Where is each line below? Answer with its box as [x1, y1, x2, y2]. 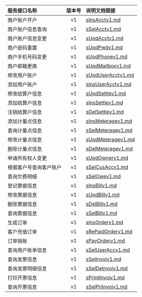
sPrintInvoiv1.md [86, 274, 125, 281]
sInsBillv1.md [86, 182, 117, 189]
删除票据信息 [7, 201, 38, 208]
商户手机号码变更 [7, 54, 47, 60]
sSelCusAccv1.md [86, 164, 129, 170]
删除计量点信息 [7, 146, 43, 152]
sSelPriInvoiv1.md [86, 283, 128, 290]
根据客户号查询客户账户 [7, 164, 62, 171]
